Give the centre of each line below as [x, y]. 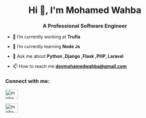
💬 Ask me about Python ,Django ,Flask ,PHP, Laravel [68, 56]
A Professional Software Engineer [85, 26]
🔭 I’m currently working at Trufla [46, 37]
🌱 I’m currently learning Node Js [46, 47]
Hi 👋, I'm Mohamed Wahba [85, 10]
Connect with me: [28, 81]
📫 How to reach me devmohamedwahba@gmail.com [70, 66]
